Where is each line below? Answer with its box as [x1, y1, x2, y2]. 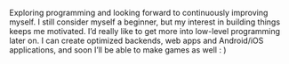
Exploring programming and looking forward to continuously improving [9, 8, 269, 18]
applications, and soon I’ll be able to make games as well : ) [9, 45, 227, 55]
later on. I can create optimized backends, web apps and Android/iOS [9, 35, 264, 46]
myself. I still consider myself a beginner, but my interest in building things [9, 17, 281, 27]
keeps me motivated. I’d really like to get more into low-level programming [9, 26, 281, 36]
